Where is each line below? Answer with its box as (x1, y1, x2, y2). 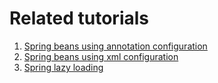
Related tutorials (9, 7, 149, 30)
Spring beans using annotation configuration (23, 40, 208, 52)
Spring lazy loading (23, 61, 104, 73)
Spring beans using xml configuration (23, 50, 179, 62)
